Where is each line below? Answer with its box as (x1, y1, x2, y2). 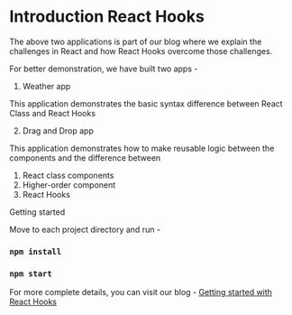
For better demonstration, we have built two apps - (9, 63, 198, 74)
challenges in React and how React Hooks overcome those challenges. (9, 45, 273, 56)
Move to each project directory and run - (9, 224, 160, 235)
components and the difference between (9, 152, 161, 163)
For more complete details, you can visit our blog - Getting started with (9, 287, 273, 298)
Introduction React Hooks (9, 6, 205, 27)
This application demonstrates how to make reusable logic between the (9, 143, 275, 153)
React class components (22, 170, 114, 181)
